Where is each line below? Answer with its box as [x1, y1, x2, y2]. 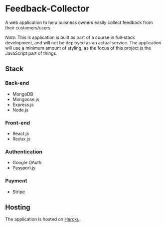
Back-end [5, 80, 29, 87]
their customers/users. [5, 24, 52, 30]
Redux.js [12, 135, 31, 142]
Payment [5, 177, 27, 184]
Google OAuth [12, 160, 42, 166]
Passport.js [12, 165, 36, 171]
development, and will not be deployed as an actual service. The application [5, 39, 162, 45]
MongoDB [12, 91, 33, 97]
